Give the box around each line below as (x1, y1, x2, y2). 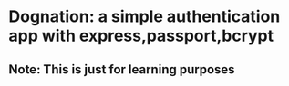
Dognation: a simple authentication (8, 6, 281, 27)
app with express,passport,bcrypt (8, 25, 274, 46)
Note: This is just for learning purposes (8, 62, 235, 77)
